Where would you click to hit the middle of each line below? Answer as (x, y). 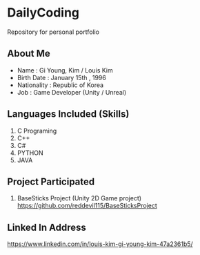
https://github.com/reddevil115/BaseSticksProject (87, 206)
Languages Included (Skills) (68, 114)
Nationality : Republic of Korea (60, 85)
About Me (29, 54)
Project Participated (51, 181)
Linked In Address (47, 227)
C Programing (37, 131)
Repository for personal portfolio (53, 32)
